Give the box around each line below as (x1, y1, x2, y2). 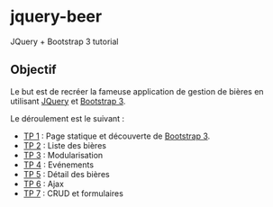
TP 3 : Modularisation (23, 149, 104, 160)
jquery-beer (10, 6, 103, 27)
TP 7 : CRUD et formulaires (23, 187, 124, 199)
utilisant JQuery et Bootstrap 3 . (10, 95, 126, 106)
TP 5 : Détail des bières (23, 168, 111, 179)
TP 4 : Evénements (23, 159, 94, 170)
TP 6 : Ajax (23, 178, 64, 189)
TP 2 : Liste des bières (23, 139, 107, 150)
